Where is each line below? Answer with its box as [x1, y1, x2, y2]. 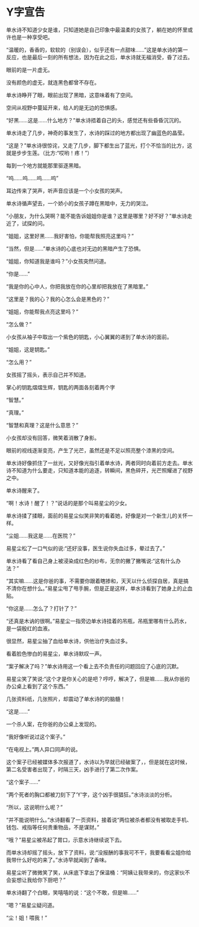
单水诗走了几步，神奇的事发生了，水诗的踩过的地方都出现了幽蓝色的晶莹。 [6, 129, 188, 136]
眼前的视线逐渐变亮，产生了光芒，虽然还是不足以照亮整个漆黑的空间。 [6, 446, 178, 454]
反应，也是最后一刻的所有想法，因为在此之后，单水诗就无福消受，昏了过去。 [6, 53, 193, 61]
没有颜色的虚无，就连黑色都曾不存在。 [6, 78, 99, 86]
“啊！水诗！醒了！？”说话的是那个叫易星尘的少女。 [6, 499, 130, 506]
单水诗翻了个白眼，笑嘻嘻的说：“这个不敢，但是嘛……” [6, 888, 139, 896]
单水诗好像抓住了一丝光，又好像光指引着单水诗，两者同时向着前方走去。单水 [6, 459, 193, 466]
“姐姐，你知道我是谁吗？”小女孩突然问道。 [6, 258, 110, 265]
